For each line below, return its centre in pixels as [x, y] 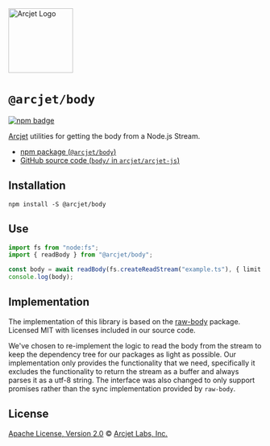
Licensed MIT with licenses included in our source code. [102, 330]
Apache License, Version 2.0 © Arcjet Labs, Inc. [88, 433]
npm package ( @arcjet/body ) [68, 152]
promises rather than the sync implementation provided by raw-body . [122, 388]
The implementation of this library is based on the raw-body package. [125, 321]
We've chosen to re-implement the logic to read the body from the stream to [135, 345]
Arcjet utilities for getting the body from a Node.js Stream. [104, 135]
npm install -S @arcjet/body [57, 204]
